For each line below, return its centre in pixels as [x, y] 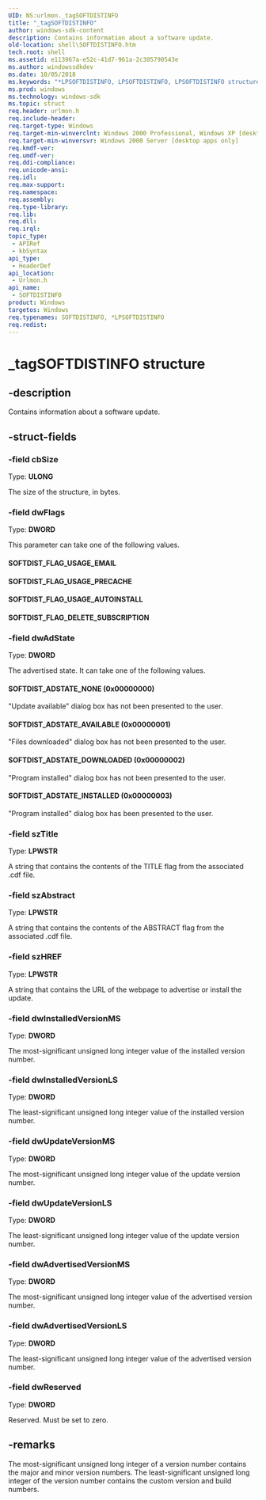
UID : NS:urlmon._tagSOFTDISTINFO [63, 15]
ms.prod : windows [37, 89]
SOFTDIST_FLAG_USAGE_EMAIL [62, 563]
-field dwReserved [45, 1388]
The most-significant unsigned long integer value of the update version [124, 1174]
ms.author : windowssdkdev [51, 67]
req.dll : [23, 222]
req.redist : [28, 325]
